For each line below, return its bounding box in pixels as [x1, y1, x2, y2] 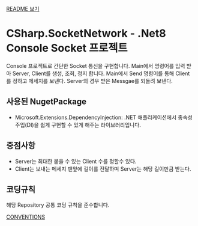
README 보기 [6, 5, 40, 12]
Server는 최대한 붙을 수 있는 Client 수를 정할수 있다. [14, 157, 137, 165]
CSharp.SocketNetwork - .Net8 [6, 26, 166, 40]
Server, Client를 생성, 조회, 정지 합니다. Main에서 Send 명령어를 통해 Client [12, 70, 190, 77]
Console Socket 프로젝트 [6, 41, 128, 55]
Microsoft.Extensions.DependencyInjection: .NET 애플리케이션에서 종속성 [14, 114, 193, 121]
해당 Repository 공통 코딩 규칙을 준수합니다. [6, 201, 110, 209]
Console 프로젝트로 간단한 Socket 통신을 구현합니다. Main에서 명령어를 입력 [6, 62, 185, 69]
